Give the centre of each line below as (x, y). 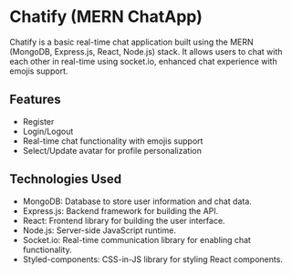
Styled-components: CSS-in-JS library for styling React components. (152, 259)
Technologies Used (65, 179)
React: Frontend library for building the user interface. (124, 220)
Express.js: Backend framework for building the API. (120, 210)
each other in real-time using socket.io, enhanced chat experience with (143, 61)
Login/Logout (48, 131)
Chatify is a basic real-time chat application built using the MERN (131, 42)
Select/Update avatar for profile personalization (112, 150)
